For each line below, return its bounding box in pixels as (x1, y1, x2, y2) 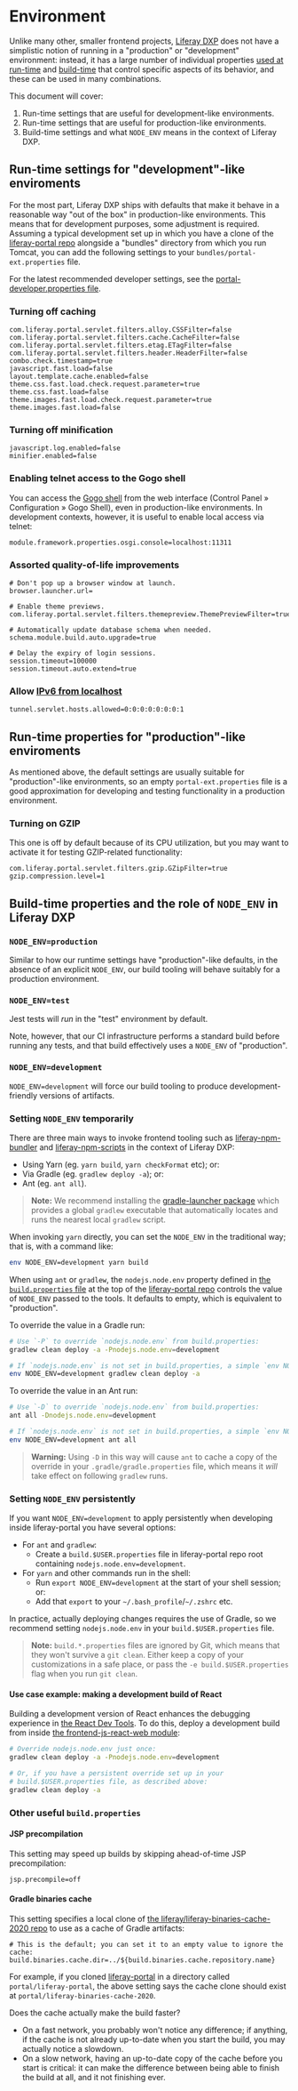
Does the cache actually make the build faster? (9, 2007, 181, 2018)
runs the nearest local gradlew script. (30, 1214, 166, 1225)
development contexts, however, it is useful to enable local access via (9, 511, 264, 522)
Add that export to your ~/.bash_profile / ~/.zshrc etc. (35, 1596, 233, 1607)
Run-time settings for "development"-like (9, 162, 246, 177)
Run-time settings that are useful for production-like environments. (21, 117, 267, 128)
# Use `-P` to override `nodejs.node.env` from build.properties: (9, 1337, 260, 1346)
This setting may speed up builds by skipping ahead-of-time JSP (9, 1848, 247, 1859)
